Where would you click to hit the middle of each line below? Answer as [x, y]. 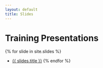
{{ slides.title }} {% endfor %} [41, 61]
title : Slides [19, 14]
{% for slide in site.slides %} [33, 51]
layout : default [21, 9]
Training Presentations [52, 38]
